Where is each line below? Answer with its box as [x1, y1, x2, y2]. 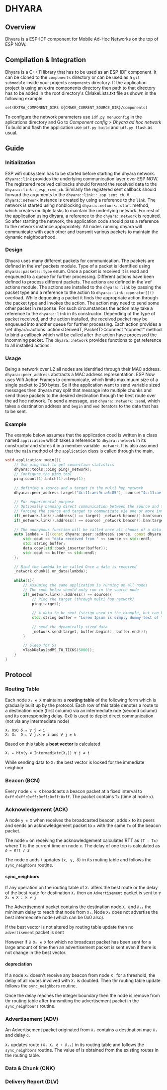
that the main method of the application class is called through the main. [5, 448, 154, 454]
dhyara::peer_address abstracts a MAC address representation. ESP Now [5, 372, 155, 378]
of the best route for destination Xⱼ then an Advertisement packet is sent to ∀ [5, 890, 161, 896]
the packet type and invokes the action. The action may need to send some [5, 300, 160, 306]
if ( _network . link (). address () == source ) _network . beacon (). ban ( [14, 518, 153, 523]
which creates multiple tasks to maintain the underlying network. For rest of [5, 207, 160, 213]
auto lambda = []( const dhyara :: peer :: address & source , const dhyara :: [14, 532, 166, 537]
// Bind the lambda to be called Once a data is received [14, 564, 137, 569]
